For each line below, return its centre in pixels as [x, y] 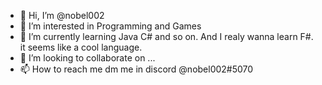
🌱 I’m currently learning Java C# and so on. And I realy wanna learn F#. [166, 36]
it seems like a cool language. [81, 47]
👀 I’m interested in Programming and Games [110, 26]
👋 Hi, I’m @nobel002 [62, 15]
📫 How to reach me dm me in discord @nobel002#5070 [136, 69]
